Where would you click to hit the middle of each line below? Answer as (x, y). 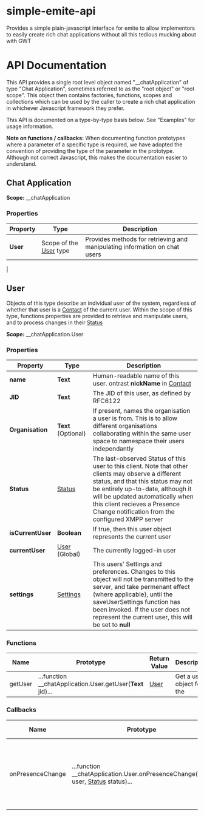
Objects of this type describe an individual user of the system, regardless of (101, 303)
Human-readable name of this (136, 376)
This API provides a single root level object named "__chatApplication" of (97, 82)
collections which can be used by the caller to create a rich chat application (101, 101)
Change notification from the (134, 512)
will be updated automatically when (143, 497)
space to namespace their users (139, 441)
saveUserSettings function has (137, 602)
